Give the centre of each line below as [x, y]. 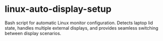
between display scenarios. [33, 33]
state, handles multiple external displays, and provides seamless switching [81, 28]
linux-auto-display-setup [58, 9]
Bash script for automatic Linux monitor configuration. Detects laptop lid [79, 23]
